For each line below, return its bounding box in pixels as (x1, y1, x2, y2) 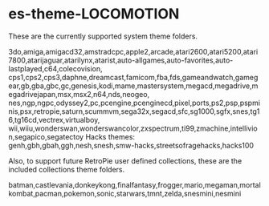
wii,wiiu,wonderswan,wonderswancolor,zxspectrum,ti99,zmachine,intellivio (8, 123, 259, 133)
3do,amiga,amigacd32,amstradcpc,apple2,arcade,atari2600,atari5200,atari (8, 46, 259, 56)
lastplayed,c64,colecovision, (8, 63, 103, 73)
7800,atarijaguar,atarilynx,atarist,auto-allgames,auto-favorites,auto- (8, 55, 234, 65)
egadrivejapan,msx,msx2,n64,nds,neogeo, (8, 89, 150, 99)
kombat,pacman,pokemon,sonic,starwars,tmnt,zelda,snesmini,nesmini (8, 188, 242, 198)
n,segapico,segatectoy (8, 131, 84, 141)
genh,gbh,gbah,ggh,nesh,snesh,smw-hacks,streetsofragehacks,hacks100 (8, 140, 255, 150)
